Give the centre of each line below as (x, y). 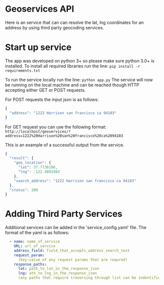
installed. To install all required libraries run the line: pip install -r (73, 66)
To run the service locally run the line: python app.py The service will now (79, 79)
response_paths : (31, 264)
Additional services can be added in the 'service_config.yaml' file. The (76, 228)
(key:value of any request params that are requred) (73, 260)
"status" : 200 (24, 190)
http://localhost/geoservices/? (38, 132)
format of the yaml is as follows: (37, 233)
